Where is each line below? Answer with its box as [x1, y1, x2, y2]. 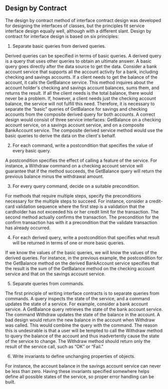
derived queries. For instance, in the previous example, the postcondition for [5, 255, 162, 261]
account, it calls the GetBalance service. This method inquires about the [5, 79, 153, 85]
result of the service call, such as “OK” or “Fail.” [5, 343, 103, 349]
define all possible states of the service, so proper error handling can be [5, 373, 154, 379]
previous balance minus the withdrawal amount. [5, 173, 104, 179]
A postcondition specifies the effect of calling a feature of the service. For [5, 157, 157, 163]
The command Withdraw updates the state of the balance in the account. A [5, 311, 160, 317]
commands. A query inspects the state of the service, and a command [5, 295, 150, 301]
